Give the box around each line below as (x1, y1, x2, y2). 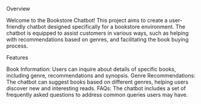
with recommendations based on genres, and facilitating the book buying (6, 36, 189, 43)
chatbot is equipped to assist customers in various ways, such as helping (6, 29, 189, 37)
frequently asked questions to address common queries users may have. (6, 91, 188, 98)
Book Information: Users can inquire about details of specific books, (6, 66, 176, 73)
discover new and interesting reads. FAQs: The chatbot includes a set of (6, 85, 186, 92)
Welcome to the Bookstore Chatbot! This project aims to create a (6, 17, 168, 23)
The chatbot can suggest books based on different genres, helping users (6, 78, 189, 85)
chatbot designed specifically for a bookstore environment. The (27, 23, 186, 30)
